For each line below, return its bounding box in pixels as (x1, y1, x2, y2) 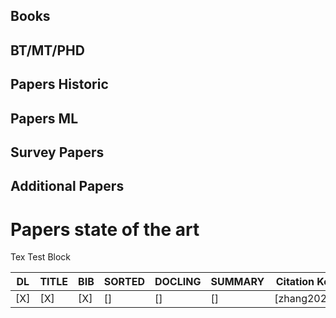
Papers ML (10, 110, 79, 127)
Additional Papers (10, 178, 125, 195)
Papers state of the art (10, 218, 200, 241)
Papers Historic (10, 76, 109, 93)
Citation (275, 275, 315, 289)
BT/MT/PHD (10, 42, 85, 59)
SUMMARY (210, 275, 265, 289)
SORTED (103, 275, 145, 289)
